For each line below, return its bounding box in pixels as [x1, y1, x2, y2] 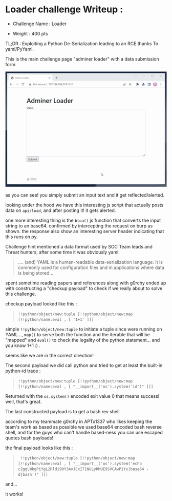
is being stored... [17, 270, 54, 276]
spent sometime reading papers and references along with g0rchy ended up [5, 280, 166, 286]
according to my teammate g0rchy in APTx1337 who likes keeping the [5, 418, 153, 425]
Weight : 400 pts [12, 30, 48, 36]
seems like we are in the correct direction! [5, 353, 94, 359]
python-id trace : [5, 368, 41, 374]
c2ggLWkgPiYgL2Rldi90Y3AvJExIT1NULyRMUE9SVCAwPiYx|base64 [17, 467, 144, 472]
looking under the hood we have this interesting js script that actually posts [5, 202, 164, 208]
